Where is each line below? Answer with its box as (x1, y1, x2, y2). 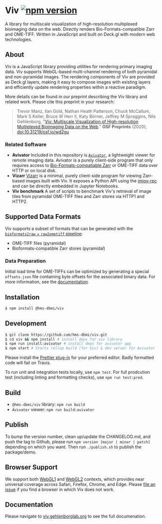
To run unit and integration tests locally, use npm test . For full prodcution (5, 369, 150, 375)
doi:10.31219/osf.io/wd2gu (16, 129, 69, 135)
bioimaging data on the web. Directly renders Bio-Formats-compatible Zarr (5, 26, 155, 32)
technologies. (5, 36, 32, 42)
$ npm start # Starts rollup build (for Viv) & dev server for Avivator (5, 346, 155, 351)
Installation (5, 293, 40, 301)
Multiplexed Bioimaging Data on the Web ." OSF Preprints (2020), (16, 124, 147, 129)
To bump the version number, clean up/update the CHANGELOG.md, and (5, 434, 151, 439)
